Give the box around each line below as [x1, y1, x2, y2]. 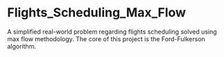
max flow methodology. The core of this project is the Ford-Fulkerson [7, 34, 206, 43]
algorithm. [7, 42, 37, 50]
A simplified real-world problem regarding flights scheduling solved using [7, 27, 217, 36]
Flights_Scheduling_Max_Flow [7, 5, 186, 21]
